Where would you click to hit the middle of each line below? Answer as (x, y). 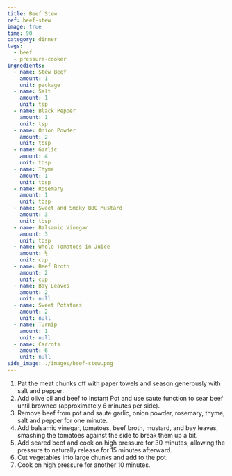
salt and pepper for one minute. (63, 420)
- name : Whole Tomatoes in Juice (62, 247)
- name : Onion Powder (45, 130)
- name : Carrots (37, 344)
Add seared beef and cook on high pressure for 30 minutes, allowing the (121, 443)
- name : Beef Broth (42, 266)
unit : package (40, 85)
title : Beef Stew (32, 14)
